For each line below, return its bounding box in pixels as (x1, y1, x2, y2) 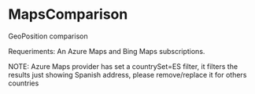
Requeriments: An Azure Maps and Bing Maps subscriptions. (8, 46, 205, 56)
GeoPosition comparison (8, 31, 88, 41)
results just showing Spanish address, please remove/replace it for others (8, 70, 247, 79)
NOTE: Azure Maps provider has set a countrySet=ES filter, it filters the (8, 61, 238, 71)
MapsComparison (8, 5, 128, 23)
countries (8, 78, 39, 88)
